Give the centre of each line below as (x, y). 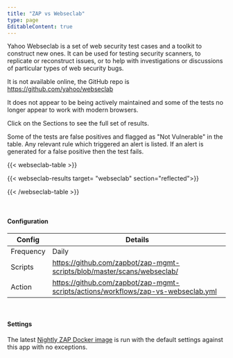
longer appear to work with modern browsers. (73, 110)
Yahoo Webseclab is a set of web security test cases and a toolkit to (105, 46)
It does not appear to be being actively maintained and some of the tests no (115, 103)
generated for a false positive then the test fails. (76, 152)
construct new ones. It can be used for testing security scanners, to (104, 53)
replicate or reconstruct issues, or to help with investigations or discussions (115, 61)
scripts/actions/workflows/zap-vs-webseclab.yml (134, 291)
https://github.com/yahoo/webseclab (60, 89)
